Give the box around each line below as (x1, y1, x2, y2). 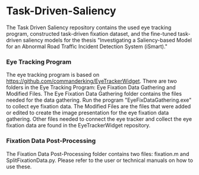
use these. (6, 162, 32, 170)
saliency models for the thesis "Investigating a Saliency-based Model (23, 36, 192, 43)
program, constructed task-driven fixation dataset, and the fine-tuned (6, 30, 177, 37)
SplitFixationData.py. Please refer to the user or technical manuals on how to (6, 157, 193, 164)
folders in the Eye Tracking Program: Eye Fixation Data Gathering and (6, 84, 176, 91)
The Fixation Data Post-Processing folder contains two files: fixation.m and (6, 150, 189, 157)
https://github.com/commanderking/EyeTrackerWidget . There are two (6, 77, 177, 85)
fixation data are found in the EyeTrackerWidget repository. (6, 122, 151, 129)
